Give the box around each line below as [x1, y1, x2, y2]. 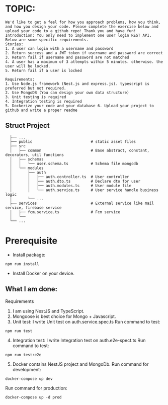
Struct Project [5, 121, 50, 130]
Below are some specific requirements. [5, 37, 89, 42]
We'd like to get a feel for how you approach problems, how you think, [5, 20, 161, 25]
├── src [10, 143, 26, 148]
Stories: [5, 41, 24, 47]
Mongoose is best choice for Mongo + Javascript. [12, 313, 116, 319]
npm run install [5, 261, 39, 267]
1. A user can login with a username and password [5, 46, 114, 51]
